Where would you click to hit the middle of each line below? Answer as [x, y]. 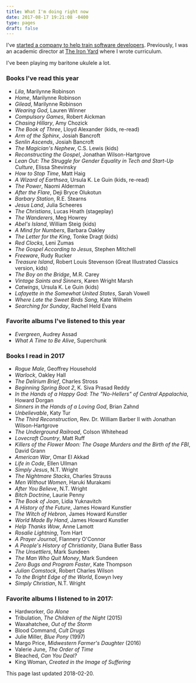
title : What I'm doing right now [47, 12]
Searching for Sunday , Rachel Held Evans [66, 306]
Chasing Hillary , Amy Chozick [51, 123]
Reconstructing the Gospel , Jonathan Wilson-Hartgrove [83, 154]
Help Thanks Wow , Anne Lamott [54, 527]
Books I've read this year [42, 78]
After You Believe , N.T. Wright [51, 489]
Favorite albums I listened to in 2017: [60, 599]
